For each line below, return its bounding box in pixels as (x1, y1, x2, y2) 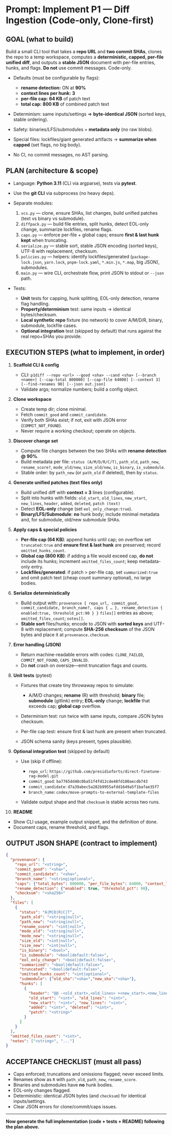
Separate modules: (13, 200, 53, 206)
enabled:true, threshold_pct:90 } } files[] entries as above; (20, 610, 154, 616)
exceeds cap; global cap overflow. (28, 703, 102, 709)
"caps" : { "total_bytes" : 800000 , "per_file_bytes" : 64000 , (15, 881, 143, 886)
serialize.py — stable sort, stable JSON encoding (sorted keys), (20, 242, 158, 249)
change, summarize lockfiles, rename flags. (20, 226, 113, 232)
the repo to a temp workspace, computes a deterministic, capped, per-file (6, 54, 164, 60)
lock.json (20, 260, 42, 265)
